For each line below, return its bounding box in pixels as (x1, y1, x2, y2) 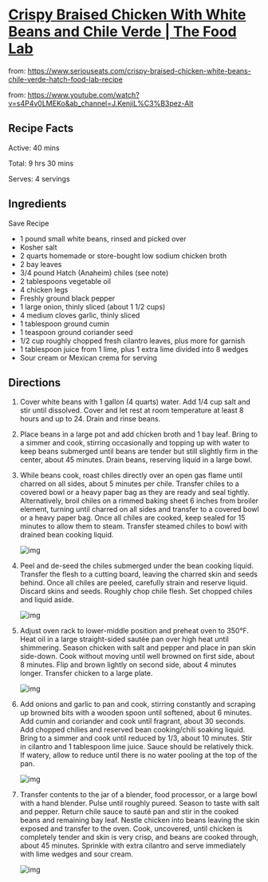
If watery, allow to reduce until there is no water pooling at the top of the (19, 750, 258, 760)
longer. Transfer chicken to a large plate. (19, 668, 153, 678)
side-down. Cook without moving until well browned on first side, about (19, 652, 255, 661)
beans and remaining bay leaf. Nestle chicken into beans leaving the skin (19, 816, 260, 825)
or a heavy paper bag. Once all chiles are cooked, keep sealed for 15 (19, 513, 246, 523)
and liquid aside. (19, 595, 74, 605)
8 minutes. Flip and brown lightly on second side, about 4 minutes (19, 660, 237, 669)
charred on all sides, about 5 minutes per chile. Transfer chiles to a (19, 479, 239, 489)
